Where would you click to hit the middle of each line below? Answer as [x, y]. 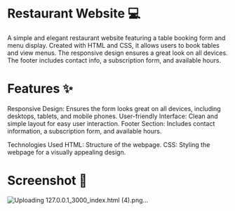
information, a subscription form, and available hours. [85, 131]
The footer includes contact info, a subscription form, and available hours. [114, 60]
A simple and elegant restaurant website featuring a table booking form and [116, 38]
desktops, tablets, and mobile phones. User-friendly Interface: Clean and [113, 116]
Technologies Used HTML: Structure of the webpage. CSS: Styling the [109, 144]
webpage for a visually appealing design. [67, 152]
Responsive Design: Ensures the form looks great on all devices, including [114, 108]
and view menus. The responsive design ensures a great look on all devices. [117, 53]
